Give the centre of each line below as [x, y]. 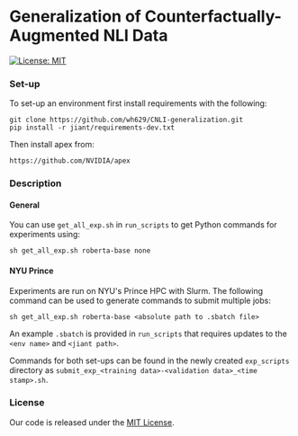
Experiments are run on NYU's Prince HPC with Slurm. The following [136, 290]
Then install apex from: [52, 145]
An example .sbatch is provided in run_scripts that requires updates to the [149, 334]
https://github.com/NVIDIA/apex [70, 161]
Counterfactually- [213, 17]
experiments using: [45, 235]
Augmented [55, 36]
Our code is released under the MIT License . [92, 422]
